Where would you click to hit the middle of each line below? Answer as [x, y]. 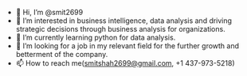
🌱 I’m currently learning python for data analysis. [96, 37]
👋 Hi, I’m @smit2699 [49, 12]
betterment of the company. [62, 54]
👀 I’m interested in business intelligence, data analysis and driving [124, 21]
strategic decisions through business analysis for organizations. [120, 29]
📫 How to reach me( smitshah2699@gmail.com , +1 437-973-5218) [125, 63]
